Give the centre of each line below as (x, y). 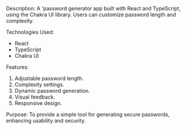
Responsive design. (38, 103)
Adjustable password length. (49, 78)
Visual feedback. (35, 97)
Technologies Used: (30, 32)
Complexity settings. (39, 85)
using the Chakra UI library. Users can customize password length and (91, 15)
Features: (18, 67)
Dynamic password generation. (52, 91)
